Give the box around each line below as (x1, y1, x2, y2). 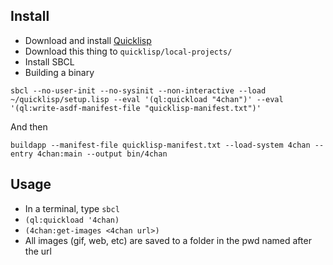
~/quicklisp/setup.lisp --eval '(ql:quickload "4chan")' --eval (10, 94, 284, 104)
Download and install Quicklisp (24, 34, 152, 46)
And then (10, 120, 48, 133)
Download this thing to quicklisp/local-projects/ (24, 45, 233, 57)
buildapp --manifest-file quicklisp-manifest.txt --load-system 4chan (10, 140, 311, 150)
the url (24, 245, 52, 257)
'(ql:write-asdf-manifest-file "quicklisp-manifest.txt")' (10, 103, 262, 113)
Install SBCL (24, 55, 75, 68)
